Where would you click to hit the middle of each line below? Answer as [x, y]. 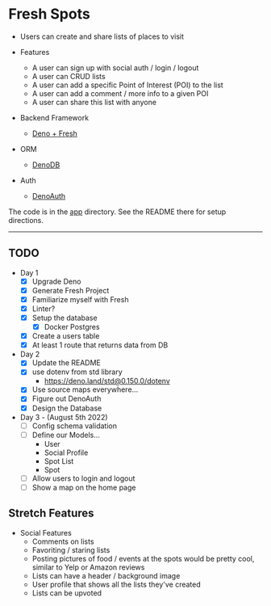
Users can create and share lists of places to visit [102, 36]
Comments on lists [63, 541]
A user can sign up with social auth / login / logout [115, 67]
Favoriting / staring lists [71, 549]
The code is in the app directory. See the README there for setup [117, 212]
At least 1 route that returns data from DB [100, 345]
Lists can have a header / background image [106, 575]
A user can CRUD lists [69, 76]
